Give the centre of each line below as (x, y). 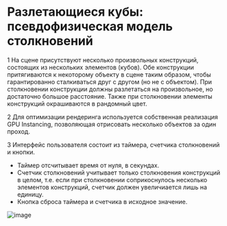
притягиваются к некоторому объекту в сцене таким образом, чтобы (109, 74)
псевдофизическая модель (90, 26)
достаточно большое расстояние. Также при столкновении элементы (110, 96)
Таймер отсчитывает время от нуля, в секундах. (88, 165)
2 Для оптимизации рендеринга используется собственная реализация (112, 116)
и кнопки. (21, 152)
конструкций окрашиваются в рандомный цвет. (77, 103)
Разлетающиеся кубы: (75, 12)
